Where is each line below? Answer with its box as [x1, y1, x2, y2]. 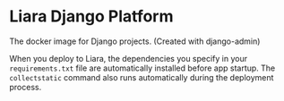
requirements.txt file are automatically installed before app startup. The [9, 63, 276, 73]
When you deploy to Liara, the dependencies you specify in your [9, 53, 248, 63]
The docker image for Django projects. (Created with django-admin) [9, 36, 261, 46]
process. [9, 81, 42, 92]
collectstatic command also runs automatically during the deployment [9, 72, 274, 82]
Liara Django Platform [9, 6, 174, 27]
